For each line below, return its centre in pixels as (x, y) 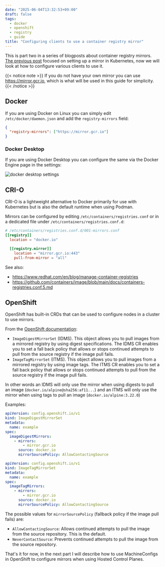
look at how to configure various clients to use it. (54, 66)
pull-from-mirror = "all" (41, 258)
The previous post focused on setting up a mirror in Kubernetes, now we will (82, 61)
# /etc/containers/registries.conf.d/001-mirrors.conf (62, 231)
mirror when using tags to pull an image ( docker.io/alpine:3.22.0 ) (73, 395)
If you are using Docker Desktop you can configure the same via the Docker (82, 160)
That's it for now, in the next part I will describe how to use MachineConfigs (82, 554)
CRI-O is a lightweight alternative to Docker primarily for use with (71, 202)
